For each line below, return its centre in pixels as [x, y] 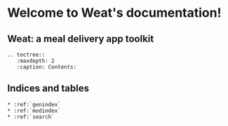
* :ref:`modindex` [34, 111]
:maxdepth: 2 [35, 61]
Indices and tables [48, 89]
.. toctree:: [26, 55]
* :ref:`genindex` [34, 104]
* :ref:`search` [31, 117]
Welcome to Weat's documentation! [114, 13]
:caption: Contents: [47, 67]
